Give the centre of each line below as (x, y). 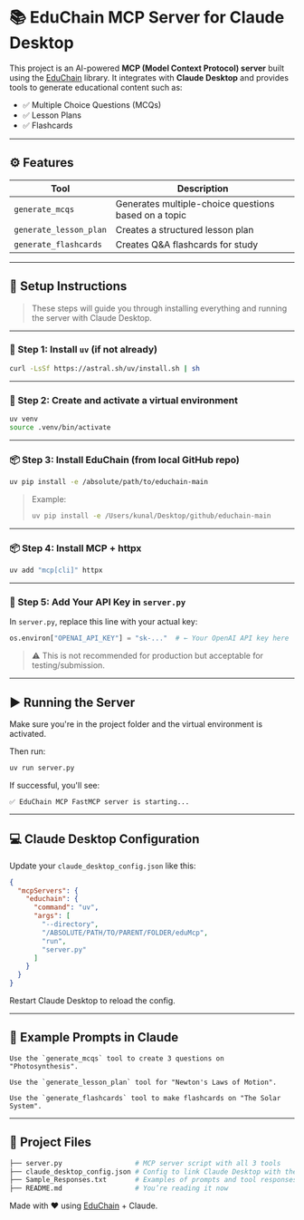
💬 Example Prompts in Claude (94, 1037)
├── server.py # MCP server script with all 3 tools (145, 1163)
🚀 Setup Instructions (68, 286)
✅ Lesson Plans (52, 115)
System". (26, 1106)
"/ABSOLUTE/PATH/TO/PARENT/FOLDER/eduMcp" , (125, 933)
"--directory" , (71, 925)
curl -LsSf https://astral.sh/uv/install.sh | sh (105, 368)
